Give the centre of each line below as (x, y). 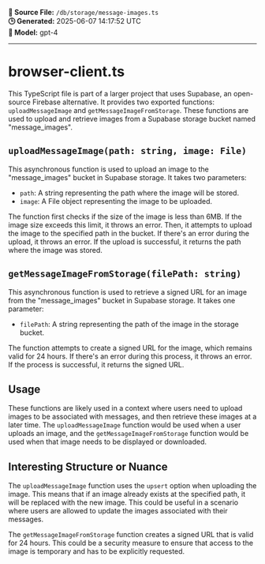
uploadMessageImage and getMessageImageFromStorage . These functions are (129, 110)
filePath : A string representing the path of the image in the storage (129, 324)
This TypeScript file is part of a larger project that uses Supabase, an (120, 93)
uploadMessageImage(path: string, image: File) (127, 151)
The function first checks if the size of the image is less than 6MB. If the (125, 216)
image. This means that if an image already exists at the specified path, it (127, 494)
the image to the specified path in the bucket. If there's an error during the (129, 233)
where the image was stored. (55, 250)
